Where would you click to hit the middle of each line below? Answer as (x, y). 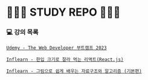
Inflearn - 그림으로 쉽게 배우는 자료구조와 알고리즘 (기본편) (74, 72)
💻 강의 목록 (22, 32)
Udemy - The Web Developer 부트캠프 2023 (56, 48)
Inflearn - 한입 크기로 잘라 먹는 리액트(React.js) (65, 60)
